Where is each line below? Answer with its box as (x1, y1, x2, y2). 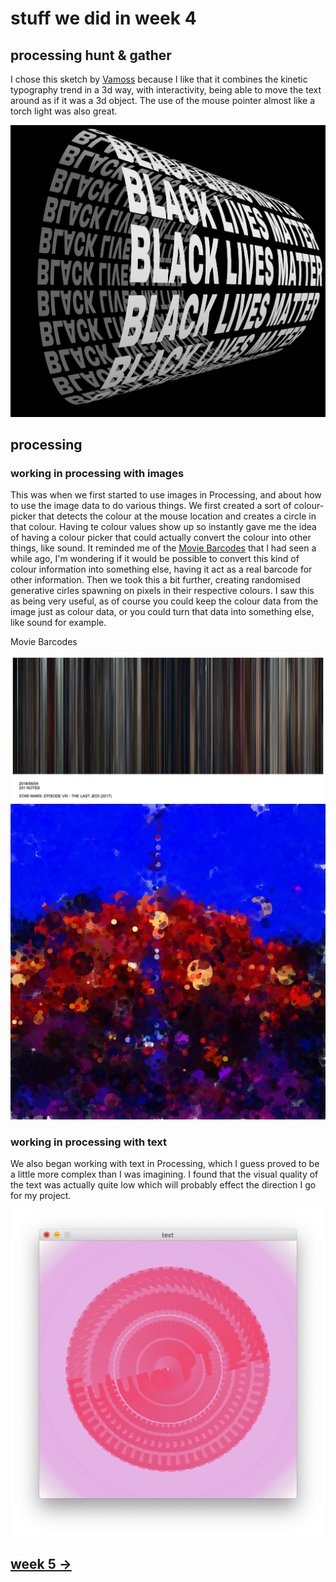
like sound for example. (10, 617, 107, 629)
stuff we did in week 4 (10, 7, 197, 30)
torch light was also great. (10, 105, 118, 117)
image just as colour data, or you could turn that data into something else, (10, 606, 315, 618)
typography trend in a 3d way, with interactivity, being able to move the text (10, 84, 322, 96)
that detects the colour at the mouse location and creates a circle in (38, 510, 317, 522)
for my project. (10, 1190, 72, 1202)
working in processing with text (10, 1135, 167, 1149)
